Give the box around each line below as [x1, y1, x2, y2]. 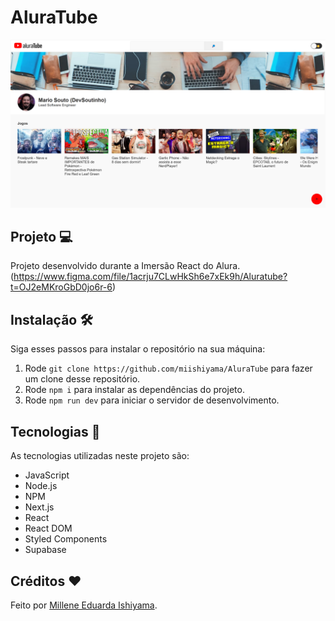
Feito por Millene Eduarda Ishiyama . [10, 599, 158, 611]
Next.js [24, 501, 55, 513]
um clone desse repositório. [24, 373, 141, 385]
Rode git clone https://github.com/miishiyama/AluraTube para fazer [24, 362, 313, 375]
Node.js [24, 480, 58, 492]
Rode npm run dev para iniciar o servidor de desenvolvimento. [24, 394, 280, 406]
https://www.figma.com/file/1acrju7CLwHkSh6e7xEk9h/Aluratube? [13, 271, 288, 283]
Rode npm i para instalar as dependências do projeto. [24, 384, 245, 396]
